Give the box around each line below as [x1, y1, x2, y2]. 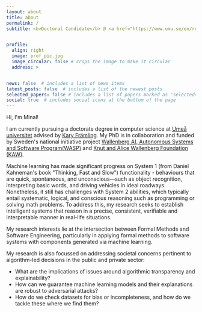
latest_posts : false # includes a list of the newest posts [6, 86, 163, 92]
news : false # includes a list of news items [6, 80, 125, 86]
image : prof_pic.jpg [11, 53, 63, 59]
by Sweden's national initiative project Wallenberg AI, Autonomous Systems [6, 138, 194, 145]
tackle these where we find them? [14, 300, 99, 307]
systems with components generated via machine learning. [6, 239, 153, 246]
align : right [11, 48, 44, 54]
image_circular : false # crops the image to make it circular [11, 58, 171, 64]
